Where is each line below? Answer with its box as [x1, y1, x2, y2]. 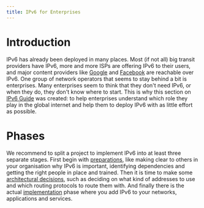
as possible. [6, 108, 37, 115]
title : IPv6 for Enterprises [6, 9, 81, 15]
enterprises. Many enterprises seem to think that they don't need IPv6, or [6, 81, 192, 89]
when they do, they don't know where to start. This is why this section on [6, 88, 191, 95]
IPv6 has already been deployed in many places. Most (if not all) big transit [6, 56, 195, 63]
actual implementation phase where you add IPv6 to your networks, [6, 188, 177, 196]
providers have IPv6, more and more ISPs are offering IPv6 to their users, [6, 62, 191, 69]
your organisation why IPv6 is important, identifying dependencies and [6, 162, 185, 169]
